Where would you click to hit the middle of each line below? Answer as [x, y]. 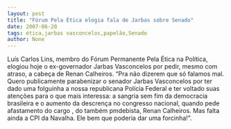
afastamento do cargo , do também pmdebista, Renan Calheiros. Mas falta [113, 111]
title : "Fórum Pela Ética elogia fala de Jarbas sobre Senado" [101, 20]
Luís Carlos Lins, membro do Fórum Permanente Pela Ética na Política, [108, 59]
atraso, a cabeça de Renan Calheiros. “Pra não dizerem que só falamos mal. [115, 74]
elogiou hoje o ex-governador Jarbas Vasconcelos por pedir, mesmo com [112, 67]
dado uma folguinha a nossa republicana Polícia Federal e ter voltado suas [113, 89]
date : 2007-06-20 [32, 26]
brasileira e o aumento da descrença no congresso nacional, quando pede [113, 103]
